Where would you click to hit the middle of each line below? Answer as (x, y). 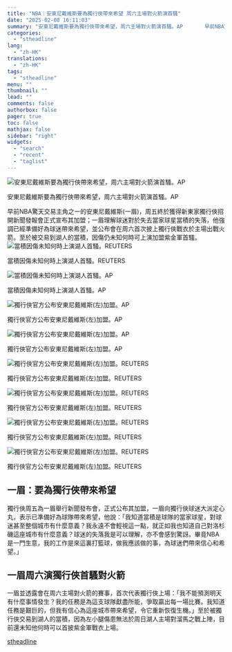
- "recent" (29, 155)
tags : (15, 71)
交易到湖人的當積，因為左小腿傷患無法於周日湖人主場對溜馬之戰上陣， (119, 619)
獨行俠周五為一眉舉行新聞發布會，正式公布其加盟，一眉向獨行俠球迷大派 (110, 508)
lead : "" (20, 97)
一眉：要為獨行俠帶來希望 (61, 491)
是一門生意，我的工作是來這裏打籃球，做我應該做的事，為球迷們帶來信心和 (113, 543)
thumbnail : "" (28, 91)
